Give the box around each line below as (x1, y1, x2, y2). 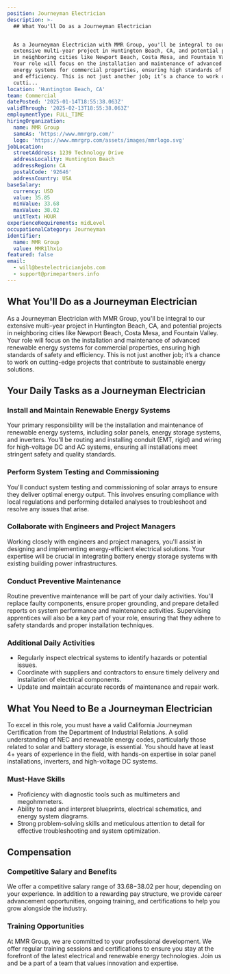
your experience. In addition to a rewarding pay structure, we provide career (7, 890, 222, 898)
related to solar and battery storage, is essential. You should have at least (7, 743, 214, 751)
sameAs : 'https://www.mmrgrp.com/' (13, 130, 115, 137)
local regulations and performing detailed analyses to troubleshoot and (7, 498, 207, 506)
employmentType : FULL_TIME (7, 111, 84, 119)
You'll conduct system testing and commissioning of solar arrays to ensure (7, 483, 218, 491)
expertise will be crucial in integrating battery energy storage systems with (7, 552, 218, 560)
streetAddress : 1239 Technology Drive (13, 149, 125, 156)
